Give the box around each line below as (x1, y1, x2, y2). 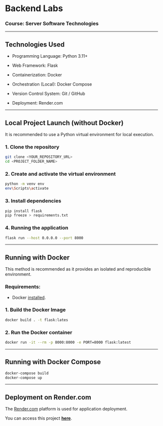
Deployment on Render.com (5, 393, 91, 401)
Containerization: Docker (12, 72, 62, 78)
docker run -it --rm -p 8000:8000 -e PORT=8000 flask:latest (5, 340, 131, 345)
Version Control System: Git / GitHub (12, 91, 85, 97)
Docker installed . (12, 294, 46, 300)
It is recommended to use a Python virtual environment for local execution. (5, 132, 154, 137)
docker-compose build (5, 371, 49, 376)
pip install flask (5, 209, 42, 213)
